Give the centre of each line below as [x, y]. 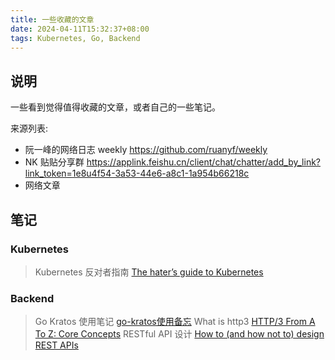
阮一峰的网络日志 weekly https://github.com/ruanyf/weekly [146, 150]
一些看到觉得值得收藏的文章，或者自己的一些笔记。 [115, 107]
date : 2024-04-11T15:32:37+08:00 [80, 29]
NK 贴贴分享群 [54, 162]
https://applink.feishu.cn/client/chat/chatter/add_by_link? [203, 162]
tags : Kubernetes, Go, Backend [75, 38]
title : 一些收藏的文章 [52, 19]
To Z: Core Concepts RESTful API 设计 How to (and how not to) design [179, 334]
